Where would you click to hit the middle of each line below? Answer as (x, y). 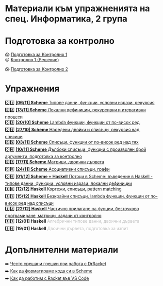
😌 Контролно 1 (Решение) (32, 60)
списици (14, 137)
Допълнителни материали (62, 250)
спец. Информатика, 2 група (66, 19)
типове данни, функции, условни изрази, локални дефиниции (69, 183)
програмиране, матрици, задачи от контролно (53, 216)
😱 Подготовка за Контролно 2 (37, 69)
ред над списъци (36, 203)
